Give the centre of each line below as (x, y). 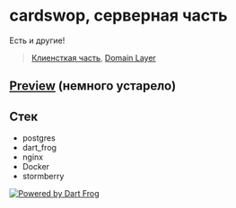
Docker (36, 167)
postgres (39, 138)
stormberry (43, 177)
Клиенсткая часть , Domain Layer (94, 57)
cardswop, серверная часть (118, 16)
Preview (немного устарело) (93, 86)
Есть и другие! (37, 40)
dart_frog (39, 148)
